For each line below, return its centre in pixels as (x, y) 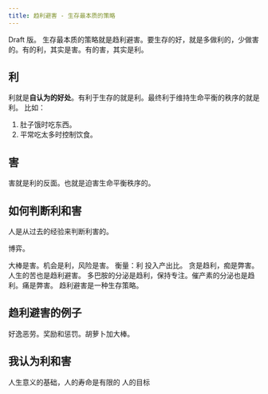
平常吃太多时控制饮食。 (58, 135)
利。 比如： (27, 108)
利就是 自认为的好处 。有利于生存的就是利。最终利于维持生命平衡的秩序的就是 (134, 98)
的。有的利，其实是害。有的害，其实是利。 (78, 50)
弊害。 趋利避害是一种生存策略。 (89, 285)
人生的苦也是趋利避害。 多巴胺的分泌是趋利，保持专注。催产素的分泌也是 (128, 276)
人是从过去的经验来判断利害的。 (61, 232)
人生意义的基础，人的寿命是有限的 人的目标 (79, 382)
